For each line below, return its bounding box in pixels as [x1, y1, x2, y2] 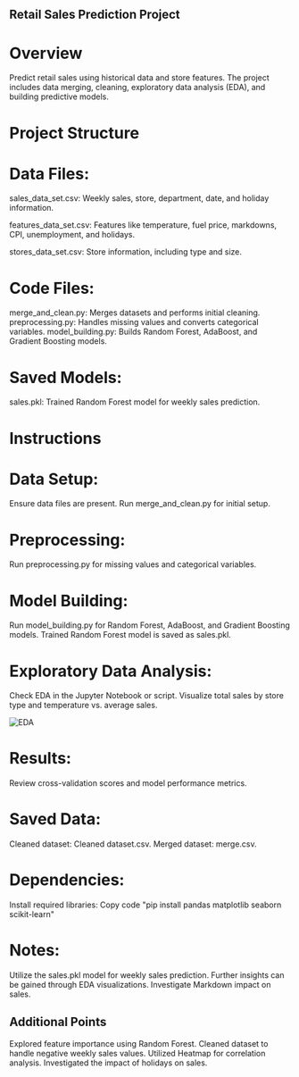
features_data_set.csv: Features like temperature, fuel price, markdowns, [9, 220, 278, 230]
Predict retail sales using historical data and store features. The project [9, 72, 270, 83]
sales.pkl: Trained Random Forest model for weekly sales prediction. [9, 397, 261, 407]
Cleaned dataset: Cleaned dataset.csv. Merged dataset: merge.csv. [9, 839, 257, 849]
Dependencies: [9, 870, 125, 890]
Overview [9, 43, 83, 63]
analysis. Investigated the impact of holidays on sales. [9, 1057, 208, 1068]
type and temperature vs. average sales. [9, 700, 158, 711]
